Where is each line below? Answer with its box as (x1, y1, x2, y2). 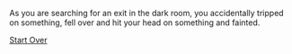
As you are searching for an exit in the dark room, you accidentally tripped (9, 8, 285, 18)
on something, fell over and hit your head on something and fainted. (9, 17, 261, 28)
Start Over (9, 35, 48, 45)
